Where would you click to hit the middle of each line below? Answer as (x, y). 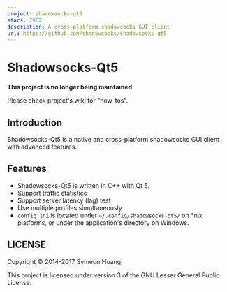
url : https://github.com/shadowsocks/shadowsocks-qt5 (87, 33)
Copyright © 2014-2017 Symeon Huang (64, 261)
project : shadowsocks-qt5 (45, 14)
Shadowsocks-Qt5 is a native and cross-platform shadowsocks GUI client (113, 139)
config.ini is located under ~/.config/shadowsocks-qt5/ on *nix (110, 215)
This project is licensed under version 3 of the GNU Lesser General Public (113, 275)
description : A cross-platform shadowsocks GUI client (89, 27)
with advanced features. (42, 147)
